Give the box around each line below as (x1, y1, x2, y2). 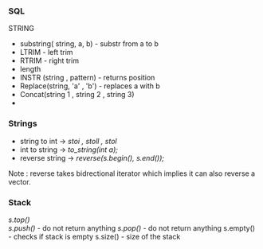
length (19, 64, 41, 74)
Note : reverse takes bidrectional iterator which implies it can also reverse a (8, 169, 256, 178)
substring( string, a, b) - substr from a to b (19, 39, 159, 49)
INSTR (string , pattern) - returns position (19, 73, 155, 83)
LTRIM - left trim (19, 48, 73, 57)
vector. (8, 177, 32, 186)
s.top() (8, 215, 30, 224)
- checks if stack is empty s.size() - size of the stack (8, 231, 181, 241)
